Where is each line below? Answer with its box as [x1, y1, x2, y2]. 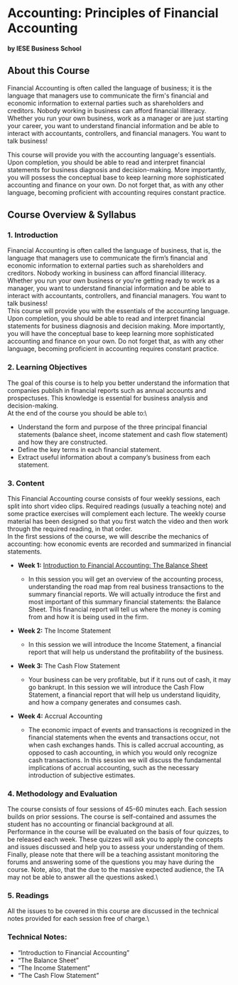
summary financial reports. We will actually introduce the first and [28, 589, 221, 599]
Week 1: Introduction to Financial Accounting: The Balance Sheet [17, 561, 208, 569]
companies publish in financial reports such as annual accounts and [7, 386, 206, 394]
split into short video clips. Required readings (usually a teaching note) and [7, 502, 227, 510]
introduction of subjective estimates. [28, 771, 136, 779]
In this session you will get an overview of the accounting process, [28, 574, 224, 583]
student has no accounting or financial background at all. [7, 820, 174, 828]
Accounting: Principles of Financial [7, 5, 219, 21]
